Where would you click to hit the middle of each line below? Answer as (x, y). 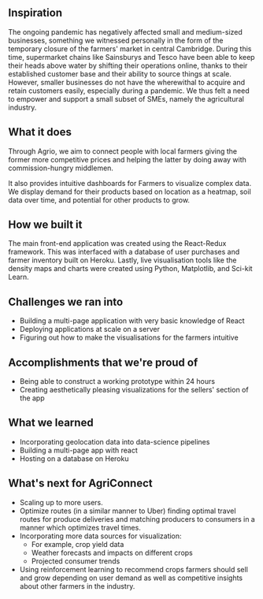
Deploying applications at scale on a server (89, 329)
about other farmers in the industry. (77, 586)
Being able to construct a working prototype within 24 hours (117, 381)
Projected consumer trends (76, 561)
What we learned (51, 423)
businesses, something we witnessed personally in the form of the (116, 40)
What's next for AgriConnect (80, 484)
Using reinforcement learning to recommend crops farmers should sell (133, 569)
